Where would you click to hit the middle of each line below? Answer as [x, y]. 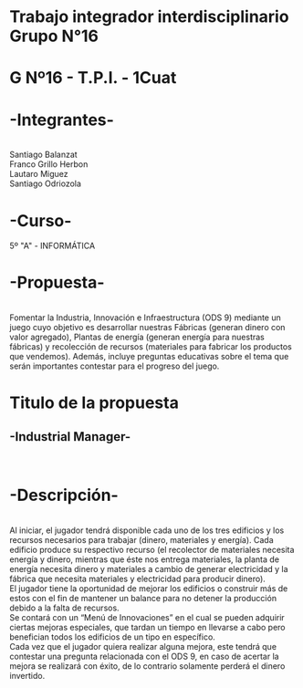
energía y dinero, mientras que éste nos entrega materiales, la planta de [145, 559]
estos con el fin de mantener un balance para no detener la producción [143, 599]
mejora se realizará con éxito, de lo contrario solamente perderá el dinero [147, 666]
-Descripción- [64, 495]
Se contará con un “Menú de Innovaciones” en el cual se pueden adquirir [147, 618]
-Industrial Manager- [70, 437]
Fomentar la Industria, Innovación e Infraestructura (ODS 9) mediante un [145, 318]
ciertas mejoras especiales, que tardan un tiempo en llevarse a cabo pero [147, 628]
